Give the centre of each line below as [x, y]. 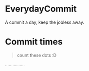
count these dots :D [37, 55]
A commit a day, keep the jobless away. [44, 22]
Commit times [34, 42]
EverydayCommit [41, 9]
